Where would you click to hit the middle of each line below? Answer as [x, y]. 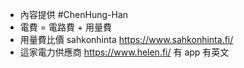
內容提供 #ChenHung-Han [74, 14]
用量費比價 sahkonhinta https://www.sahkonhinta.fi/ [126, 39]
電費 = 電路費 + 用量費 [66, 27]
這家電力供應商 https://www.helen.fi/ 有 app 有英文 [124, 52]
